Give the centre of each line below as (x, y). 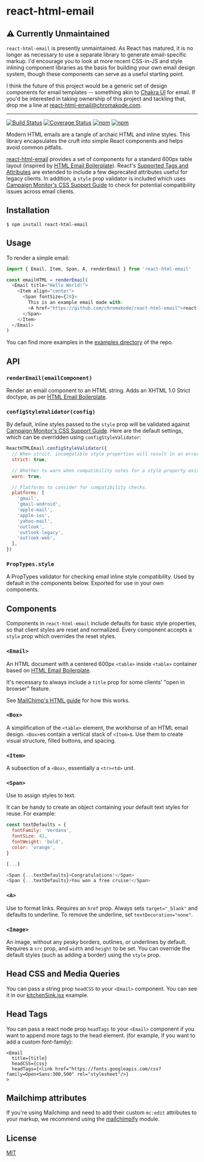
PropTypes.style (30, 564)
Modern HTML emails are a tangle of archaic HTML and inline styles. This (98, 134)
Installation (28, 211)
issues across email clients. (41, 191)
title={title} (29, 1058)
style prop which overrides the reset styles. (61, 636)
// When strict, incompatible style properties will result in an (97, 454)
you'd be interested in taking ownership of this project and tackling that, (96, 99)
